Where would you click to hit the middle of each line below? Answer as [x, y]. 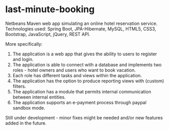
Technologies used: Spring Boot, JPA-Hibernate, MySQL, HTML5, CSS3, [81, 28]
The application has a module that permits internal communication [82, 91]
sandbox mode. [29, 108]
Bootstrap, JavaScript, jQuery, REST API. [48, 34]
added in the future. [26, 123]
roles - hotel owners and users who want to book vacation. [74, 70]
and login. [23, 59]
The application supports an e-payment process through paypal [79, 102]
